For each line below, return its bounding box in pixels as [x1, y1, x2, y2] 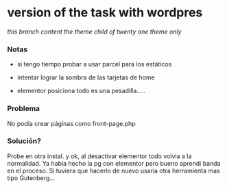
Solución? [7, 136, 41, 146]
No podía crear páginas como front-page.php [7, 119, 136, 127]
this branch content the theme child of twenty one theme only [7, 27, 182, 36]
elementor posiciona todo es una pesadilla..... [16, 87, 146, 95]
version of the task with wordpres [7, 5, 203, 21]
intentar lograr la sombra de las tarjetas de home [16, 73, 156, 81]
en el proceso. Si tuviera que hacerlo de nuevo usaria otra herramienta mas [7, 166, 221, 175]
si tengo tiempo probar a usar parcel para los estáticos [16, 60, 172, 68]
